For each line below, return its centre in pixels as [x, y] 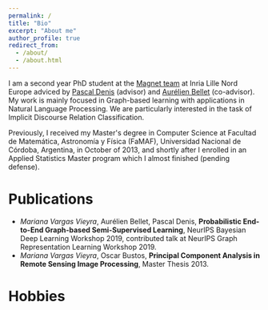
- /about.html [39, 61]
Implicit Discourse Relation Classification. [76, 117]
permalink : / [30, 16]
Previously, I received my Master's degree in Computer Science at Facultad [132, 132]
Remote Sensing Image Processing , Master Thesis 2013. [114, 264]
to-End [32, 230]
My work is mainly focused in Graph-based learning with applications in [127, 100]
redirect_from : [34, 46]
